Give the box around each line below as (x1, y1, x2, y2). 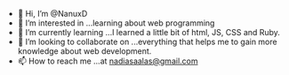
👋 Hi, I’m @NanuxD (17, 9, 88, 19)
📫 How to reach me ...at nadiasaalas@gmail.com (17, 56, 198, 66)
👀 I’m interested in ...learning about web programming (17, 18, 215, 28)
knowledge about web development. (17, 46, 152, 56)
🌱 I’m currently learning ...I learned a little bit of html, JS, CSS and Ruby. (17, 27, 280, 37)
